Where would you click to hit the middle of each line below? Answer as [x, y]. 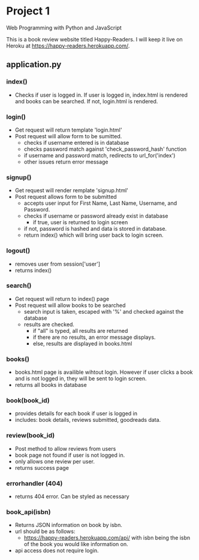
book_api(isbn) [28, 512]
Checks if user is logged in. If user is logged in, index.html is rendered [101, 95]
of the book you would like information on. [76, 544]
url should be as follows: [45, 531]
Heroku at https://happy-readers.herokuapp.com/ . [68, 46]
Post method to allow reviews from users [65, 448]
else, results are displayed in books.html [82, 343]
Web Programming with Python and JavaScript [64, 28]
